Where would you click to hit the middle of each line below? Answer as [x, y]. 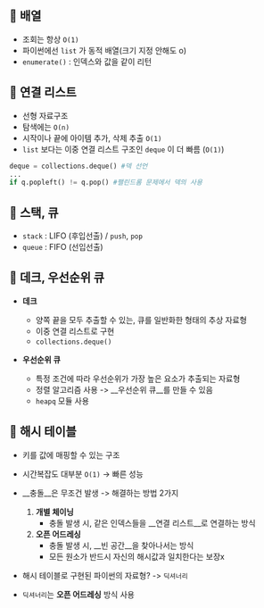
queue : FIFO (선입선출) [63, 247]
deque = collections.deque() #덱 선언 [78, 166]
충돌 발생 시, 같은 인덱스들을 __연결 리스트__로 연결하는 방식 [152, 523]
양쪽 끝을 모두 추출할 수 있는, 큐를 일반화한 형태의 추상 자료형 [141, 320]
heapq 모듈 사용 [62, 401]
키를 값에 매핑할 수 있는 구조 [71, 454]
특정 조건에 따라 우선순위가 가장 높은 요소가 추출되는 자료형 [138, 379]
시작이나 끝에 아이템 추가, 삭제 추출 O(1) [92, 137]
